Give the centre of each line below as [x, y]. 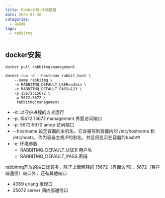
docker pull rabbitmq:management [40, 67]
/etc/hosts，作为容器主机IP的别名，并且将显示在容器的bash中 [76, 137]
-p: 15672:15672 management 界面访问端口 [57, 118]
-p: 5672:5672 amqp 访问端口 [43, 124]
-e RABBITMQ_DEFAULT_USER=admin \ [50, 84]
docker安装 [23, 55]
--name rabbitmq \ [33, 80]
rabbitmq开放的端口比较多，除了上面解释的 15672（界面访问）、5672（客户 [83, 167]
